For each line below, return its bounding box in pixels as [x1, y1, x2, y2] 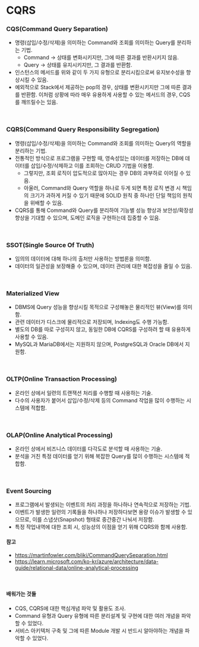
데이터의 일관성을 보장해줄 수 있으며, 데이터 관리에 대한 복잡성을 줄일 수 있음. [14, 262, 192, 270]
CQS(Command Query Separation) [6, 25, 109, 33]
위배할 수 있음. [30, 199, 64, 206]
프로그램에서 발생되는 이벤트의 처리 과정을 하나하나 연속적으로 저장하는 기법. [14, 501, 191, 508]
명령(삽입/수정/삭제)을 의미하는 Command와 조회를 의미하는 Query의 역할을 [14, 139, 192, 146]
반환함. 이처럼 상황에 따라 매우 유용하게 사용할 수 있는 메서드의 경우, [21, 91, 178, 98]
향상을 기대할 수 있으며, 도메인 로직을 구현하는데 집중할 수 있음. [14, 214, 161, 221]
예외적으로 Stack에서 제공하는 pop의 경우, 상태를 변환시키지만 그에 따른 [14, 84, 181, 91]
